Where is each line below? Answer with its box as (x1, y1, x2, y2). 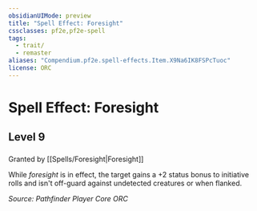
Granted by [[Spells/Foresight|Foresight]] (8, 154, 144, 164)
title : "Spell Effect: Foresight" (8, 19, 124, 27)
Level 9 (8, 130, 46, 144)
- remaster (15, 49, 52, 57)
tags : (8, 34, 26, 43)
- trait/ (15, 42, 45, 50)
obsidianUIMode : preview (8, 11, 91, 20)
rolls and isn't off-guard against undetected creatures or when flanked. (8, 178, 243, 189)
